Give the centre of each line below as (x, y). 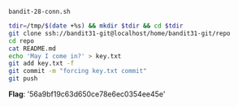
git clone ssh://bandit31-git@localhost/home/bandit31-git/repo (119, 33)
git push (23, 79)
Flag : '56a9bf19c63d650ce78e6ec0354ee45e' (87, 94)
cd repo (22, 41)
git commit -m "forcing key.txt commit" (78, 71)
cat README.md (32, 49)
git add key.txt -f (41, 64)
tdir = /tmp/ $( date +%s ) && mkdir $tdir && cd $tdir (96, 26)
